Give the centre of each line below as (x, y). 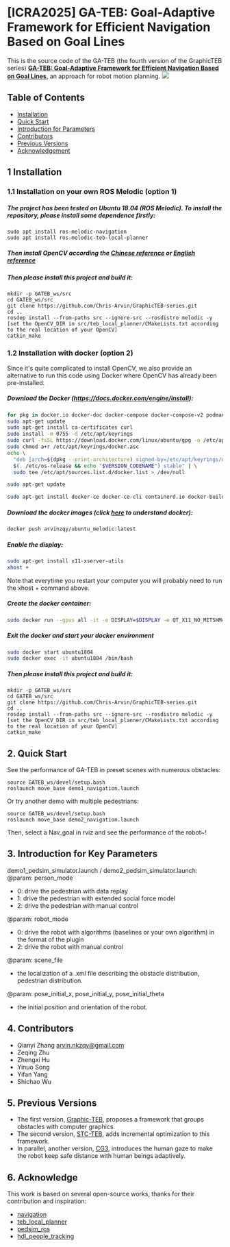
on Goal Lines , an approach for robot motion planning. (84, 76)
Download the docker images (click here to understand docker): (100, 513)
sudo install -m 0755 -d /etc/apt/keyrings (70, 434)
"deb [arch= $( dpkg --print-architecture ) (73, 459)
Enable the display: (35, 544)
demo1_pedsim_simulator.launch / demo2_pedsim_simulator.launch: (102, 870)
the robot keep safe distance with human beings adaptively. (101, 1156)
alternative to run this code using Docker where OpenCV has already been (112, 375)
